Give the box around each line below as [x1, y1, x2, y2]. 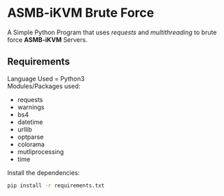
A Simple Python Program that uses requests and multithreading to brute [7, 28, 217, 36]
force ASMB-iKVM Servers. [7, 35, 87, 43]
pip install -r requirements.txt [7, 182, 105, 189]
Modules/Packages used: [7, 82, 80, 90]
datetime [17, 118, 43, 126]
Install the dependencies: [7, 168, 80, 176]
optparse [17, 132, 44, 141]
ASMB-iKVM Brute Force [7, 5, 155, 21]
